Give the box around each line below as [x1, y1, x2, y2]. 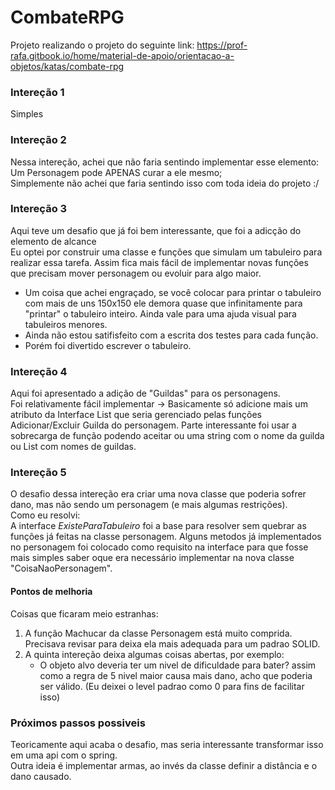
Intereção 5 [10, 466, 67, 480]
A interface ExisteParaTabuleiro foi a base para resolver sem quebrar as [10, 520, 307, 532]
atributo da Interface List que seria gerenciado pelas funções [10, 409, 262, 421]
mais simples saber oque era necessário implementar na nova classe [10, 552, 295, 564]
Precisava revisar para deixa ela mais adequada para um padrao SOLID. [24, 637, 321, 650]
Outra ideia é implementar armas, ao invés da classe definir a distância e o [10, 759, 318, 771]
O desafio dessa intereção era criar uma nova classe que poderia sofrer [10, 488, 307, 500]
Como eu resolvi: [10, 509, 81, 521]
